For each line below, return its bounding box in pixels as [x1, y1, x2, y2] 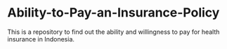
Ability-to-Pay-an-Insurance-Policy [7, 5, 220, 21]
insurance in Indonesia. [7, 35, 75, 43]
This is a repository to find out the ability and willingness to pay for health [7, 28, 220, 36]
